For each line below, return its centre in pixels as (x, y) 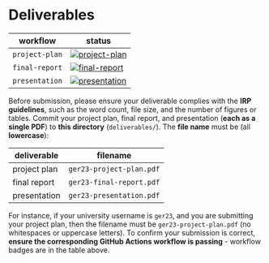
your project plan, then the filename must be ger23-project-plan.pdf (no (130, 224)
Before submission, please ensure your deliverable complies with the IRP (130, 101)
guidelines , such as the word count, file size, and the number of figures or (132, 109)
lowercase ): (29, 135)
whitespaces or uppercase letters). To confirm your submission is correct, (132, 232)
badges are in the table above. (59, 250)
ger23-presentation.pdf (114, 195)
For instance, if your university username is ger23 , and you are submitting (131, 215)
